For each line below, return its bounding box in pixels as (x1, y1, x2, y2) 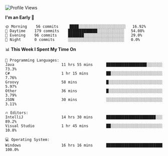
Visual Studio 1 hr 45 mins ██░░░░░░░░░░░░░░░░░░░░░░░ (5, 123, 163, 128)
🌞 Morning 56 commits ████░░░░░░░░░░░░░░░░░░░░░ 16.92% (5, 24, 146, 29)
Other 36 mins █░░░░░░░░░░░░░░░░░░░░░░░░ (5, 88, 163, 93)
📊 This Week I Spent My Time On (5, 46, 76, 52)
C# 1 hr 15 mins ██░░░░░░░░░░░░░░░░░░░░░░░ (5, 71, 163, 76)
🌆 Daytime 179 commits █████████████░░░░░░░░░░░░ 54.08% (5, 28, 144, 33)
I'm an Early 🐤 (5, 14, 35, 20)
